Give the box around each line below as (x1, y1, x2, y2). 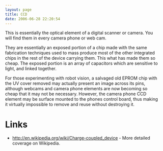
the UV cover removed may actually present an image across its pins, (5, 80, 146, 86)
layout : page (5, 7, 32, 12)
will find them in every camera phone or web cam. (5, 35, 107, 41)
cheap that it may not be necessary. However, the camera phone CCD (5, 91, 147, 97)
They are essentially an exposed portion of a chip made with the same (5, 45, 147, 51)
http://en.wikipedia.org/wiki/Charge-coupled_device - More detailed (12, 135, 151, 141)
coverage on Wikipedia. (12, 140, 60, 146)
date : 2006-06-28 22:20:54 (5, 16, 60, 21)
